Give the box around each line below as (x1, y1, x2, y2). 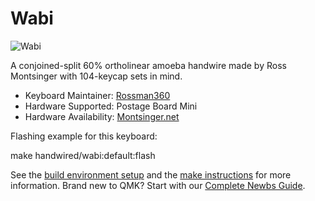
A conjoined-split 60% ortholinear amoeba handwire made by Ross (10, 59, 287, 71)
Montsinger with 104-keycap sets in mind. (10, 70, 183, 82)
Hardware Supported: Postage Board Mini (24, 100, 198, 112)
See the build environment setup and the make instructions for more (10, 168, 292, 181)
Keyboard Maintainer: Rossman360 (24, 89, 171, 101)
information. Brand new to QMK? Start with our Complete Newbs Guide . (10, 179, 306, 191)
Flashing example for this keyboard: (10, 130, 158, 142)
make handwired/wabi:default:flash (10, 149, 156, 161)
